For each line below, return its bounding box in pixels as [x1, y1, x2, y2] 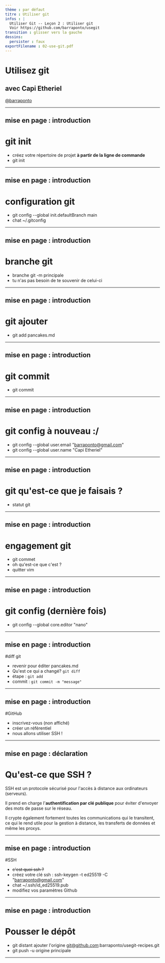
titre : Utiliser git [5, 12, 50, 17]
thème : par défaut [5, 7, 45, 12]
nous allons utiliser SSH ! [12, 731, 63, 736]
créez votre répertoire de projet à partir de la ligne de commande [12, 152, 145, 158]
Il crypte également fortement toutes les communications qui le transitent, [5, 815, 155, 821]
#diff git [5, 653, 21, 659]
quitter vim [12, 567, 34, 573]
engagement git [5, 540, 71, 551]
